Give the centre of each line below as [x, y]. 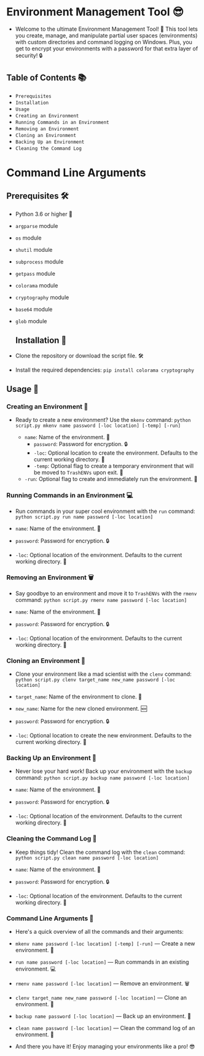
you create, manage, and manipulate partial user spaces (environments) [106, 35]
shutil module [34, 249]
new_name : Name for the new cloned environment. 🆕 [81, 709]
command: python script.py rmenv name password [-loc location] [101, 600]
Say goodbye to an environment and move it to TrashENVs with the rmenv [106, 593]
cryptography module [42, 297]
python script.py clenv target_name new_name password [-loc [95, 680]
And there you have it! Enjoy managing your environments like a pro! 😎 [105, 1047]
